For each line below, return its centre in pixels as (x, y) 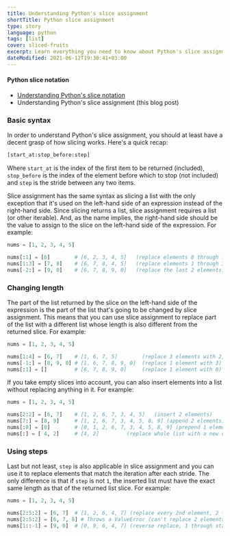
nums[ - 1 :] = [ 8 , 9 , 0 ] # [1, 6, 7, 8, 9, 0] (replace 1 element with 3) (115, 363)
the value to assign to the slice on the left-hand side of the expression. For (112, 225)
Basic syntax (29, 120)
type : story (24, 26)
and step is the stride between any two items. (71, 183)
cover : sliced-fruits (38, 45)
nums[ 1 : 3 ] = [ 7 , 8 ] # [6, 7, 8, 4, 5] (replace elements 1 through (113, 264)
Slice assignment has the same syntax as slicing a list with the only (102, 196)
